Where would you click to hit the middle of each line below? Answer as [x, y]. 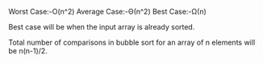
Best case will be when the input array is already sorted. [102, 27]
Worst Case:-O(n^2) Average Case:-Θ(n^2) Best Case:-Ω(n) [108, 12]
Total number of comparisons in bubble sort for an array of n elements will [132, 42]
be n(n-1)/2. [28, 51]
